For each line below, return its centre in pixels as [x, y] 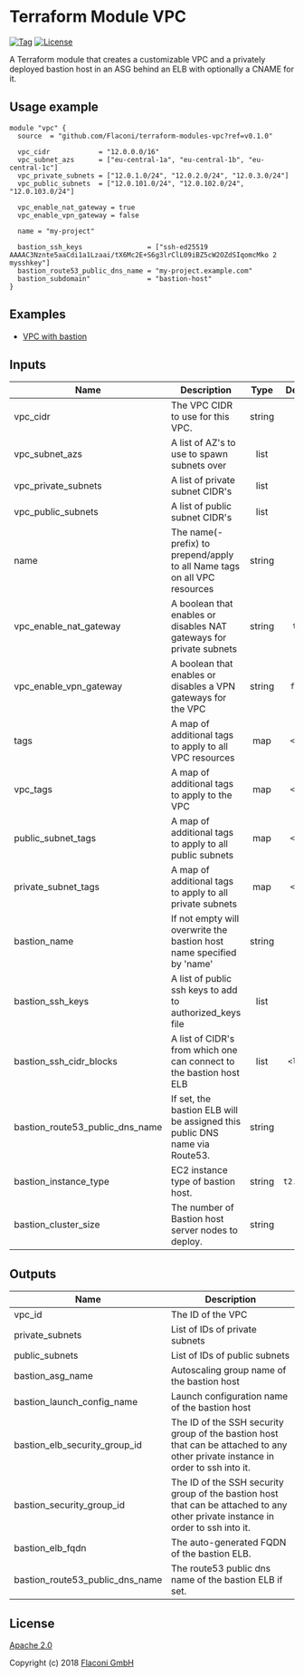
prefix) [185, 544]
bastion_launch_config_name [76, 1402]
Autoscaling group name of [228, 1371]
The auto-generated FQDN [228, 1543]
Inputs [28, 364]
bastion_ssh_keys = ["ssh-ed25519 [113, 247]
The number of [203, 1207]
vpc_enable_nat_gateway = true [76, 207]
